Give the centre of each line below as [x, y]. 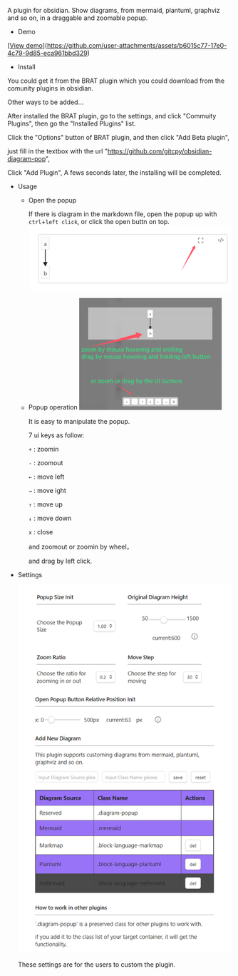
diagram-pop [27, 159]
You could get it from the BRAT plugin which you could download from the [116, 81]
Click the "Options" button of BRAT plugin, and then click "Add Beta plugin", [119, 137]
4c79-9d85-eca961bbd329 [47, 53]
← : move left [46, 477]
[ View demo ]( [27, 45]
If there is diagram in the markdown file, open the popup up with [123, 214]
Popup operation [53, 407]
